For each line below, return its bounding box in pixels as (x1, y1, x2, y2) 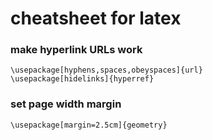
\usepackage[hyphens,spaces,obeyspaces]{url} (10, 65, 203, 76)
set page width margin (10, 97, 122, 111)
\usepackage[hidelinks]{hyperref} (10, 74, 155, 84)
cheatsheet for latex (10, 7, 182, 30)
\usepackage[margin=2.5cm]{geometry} (10, 120, 168, 130)
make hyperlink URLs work (10, 43, 143, 57)
